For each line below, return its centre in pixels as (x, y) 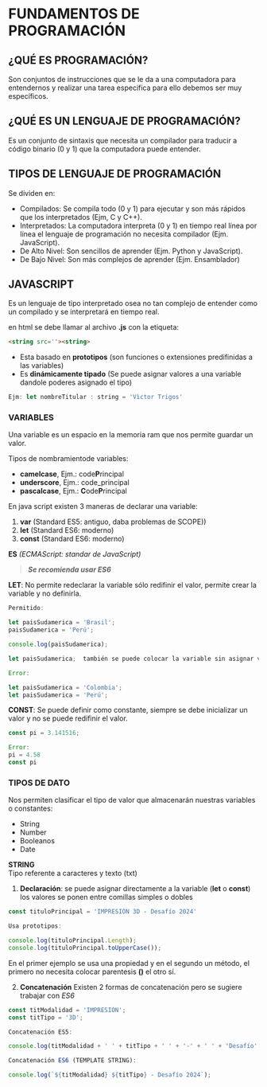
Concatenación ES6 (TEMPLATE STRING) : (72, 1061)
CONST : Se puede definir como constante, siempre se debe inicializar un (128, 710)
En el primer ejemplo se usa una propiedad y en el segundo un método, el (129, 963)
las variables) (42, 366)
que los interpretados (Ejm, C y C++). (81, 217)
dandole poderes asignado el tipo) (76, 382)
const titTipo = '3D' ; (46, 1017)
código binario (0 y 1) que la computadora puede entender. (104, 149)
